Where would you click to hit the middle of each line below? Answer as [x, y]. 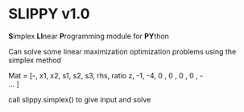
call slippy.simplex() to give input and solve [80, 99]
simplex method [35, 60]
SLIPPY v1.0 [49, 14]
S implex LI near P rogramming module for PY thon [89, 36]
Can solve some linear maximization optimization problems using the [122, 51]
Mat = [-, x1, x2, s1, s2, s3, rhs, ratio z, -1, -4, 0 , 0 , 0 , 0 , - [106, 75]
